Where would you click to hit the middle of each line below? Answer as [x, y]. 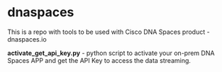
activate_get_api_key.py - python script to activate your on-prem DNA [111, 53]
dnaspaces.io [27, 39]
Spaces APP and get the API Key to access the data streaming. [99, 60]
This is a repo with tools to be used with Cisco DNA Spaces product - [109, 32]
